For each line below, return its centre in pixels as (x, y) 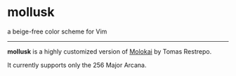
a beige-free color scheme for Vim (57, 31)
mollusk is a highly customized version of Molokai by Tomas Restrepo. (110, 51)
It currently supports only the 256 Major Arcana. (77, 65)
